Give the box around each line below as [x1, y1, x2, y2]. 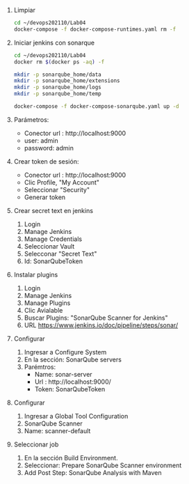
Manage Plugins [24, 299, 71, 307]
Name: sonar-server [34, 370, 92, 378]
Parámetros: [13, 115, 49, 124]
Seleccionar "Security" [24, 185, 90, 194]
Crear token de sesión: [13, 157, 79, 166]
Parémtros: [24, 362, 56, 371]
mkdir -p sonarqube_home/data [13, 71, 102, 78]
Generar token [24, 193, 66, 201]
